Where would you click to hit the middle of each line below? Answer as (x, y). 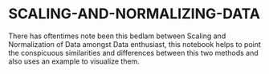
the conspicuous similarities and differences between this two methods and (133, 53)
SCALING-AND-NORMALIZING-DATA (134, 14)
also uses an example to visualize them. (74, 61)
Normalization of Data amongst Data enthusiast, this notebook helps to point (134, 44)
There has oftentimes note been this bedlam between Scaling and (117, 36)
